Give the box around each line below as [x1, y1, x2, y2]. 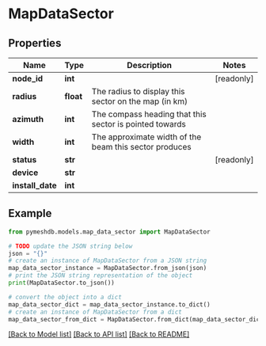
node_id [12, 73, 44, 84]
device [12, 167, 39, 178]
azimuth [12, 114, 44, 124]
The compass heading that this [91, 108, 207, 120]
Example [8, 207, 52, 220]
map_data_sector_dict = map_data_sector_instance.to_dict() [8, 300, 211, 309]
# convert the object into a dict [8, 293, 123, 301]
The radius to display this [91, 86, 185, 97]
